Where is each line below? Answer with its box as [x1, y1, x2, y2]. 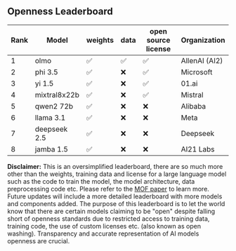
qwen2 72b [34, 101, 74, 111]
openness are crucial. [7, 236, 70, 245]
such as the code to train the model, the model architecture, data [7, 177, 195, 185]
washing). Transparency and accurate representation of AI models [7, 229, 199, 238]
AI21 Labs [181, 144, 216, 154]
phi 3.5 [34, 67, 58, 76]
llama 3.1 [34, 112, 66, 122]
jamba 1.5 [34, 144, 69, 154]
